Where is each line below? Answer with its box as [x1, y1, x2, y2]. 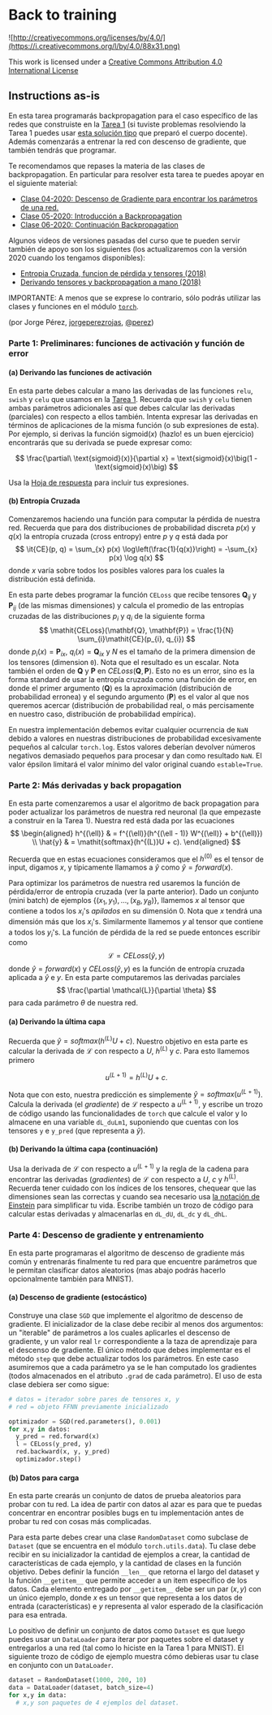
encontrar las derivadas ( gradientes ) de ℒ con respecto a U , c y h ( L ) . [8, 1173, 239, 1184]
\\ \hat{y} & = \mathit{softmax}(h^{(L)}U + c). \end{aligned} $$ [32, 836, 241, 846]
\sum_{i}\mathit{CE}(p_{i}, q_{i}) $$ [77, 634, 196, 644]
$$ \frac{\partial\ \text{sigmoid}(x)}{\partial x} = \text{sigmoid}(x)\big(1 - [15, 453, 258, 463]
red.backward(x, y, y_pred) [15, 1448, 111, 1456]
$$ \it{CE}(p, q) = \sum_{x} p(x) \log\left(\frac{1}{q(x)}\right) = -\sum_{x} [15, 544, 258, 554]
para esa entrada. [8, 1610, 67, 1620]
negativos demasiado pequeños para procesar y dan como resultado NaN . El [8, 751, 262, 761]
